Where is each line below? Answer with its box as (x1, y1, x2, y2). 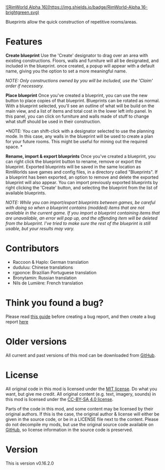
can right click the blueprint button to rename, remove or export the (5, 158, 141, 164)
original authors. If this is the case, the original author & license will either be (5, 411, 160, 417)
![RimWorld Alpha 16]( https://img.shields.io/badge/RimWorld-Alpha (5, 4, 141, 10)
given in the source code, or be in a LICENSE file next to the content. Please (5, 416, 159, 422)
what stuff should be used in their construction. (5, 118, 101, 125)
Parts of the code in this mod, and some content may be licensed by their (5, 406, 154, 411)
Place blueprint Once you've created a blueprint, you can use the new (5, 92, 148, 98)
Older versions (5, 336, 67, 347)
